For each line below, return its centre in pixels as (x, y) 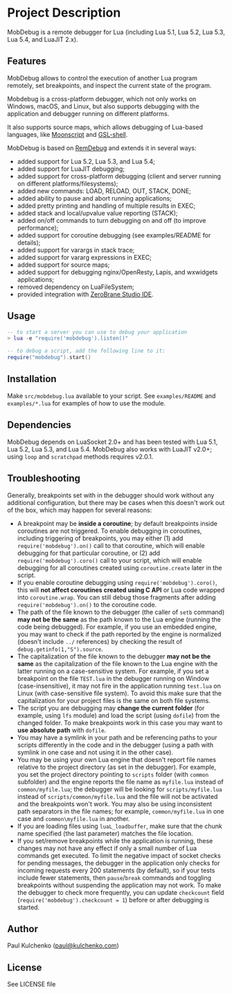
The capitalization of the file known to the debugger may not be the (114, 656)
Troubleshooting (44, 478)
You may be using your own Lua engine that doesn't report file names (117, 759)
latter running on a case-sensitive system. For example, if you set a (113, 671)
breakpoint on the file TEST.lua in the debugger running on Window (113, 678)
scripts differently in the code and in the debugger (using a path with (115, 745)
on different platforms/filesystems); (68, 183)
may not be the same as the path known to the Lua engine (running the (119, 619)
